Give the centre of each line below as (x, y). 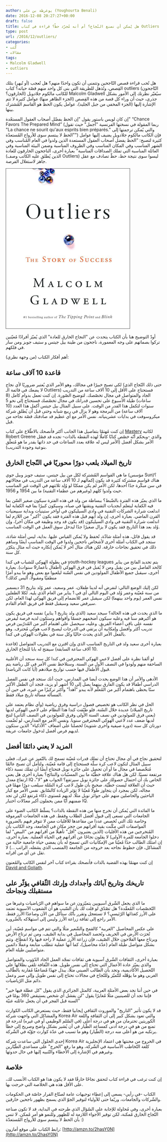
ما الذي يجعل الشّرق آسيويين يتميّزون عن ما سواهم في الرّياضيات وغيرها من (76, 903)
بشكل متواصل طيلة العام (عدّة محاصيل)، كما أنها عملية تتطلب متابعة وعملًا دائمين (80, 944)
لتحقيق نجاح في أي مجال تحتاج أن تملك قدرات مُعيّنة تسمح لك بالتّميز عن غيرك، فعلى (84, 758)
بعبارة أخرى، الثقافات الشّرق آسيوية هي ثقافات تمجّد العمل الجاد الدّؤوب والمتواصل (82, 959)
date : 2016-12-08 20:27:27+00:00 (40, 16)
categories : (18, 42)
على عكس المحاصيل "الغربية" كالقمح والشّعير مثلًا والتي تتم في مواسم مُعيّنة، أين (80, 929)
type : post (17, 32)
